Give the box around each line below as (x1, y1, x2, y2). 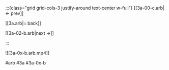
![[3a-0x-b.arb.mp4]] (5, 50, 50, 56)
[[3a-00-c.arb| (133, 5, 164, 11)
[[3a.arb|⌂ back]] (5, 20, 42, 26)
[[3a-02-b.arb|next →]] (5, 30, 54, 36)
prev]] (11, 10, 24, 16)
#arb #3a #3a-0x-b (5, 60, 46, 66)
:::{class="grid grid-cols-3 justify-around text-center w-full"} (5, 5, 133, 11)
